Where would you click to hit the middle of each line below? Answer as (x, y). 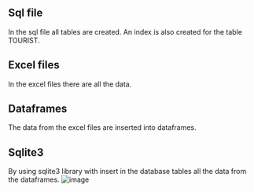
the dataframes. (34, 179)
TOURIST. (24, 40)
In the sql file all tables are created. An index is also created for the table (125, 31)
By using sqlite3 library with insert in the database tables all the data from (127, 172)
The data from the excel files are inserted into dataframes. (102, 127)
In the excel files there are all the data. (70, 84)
